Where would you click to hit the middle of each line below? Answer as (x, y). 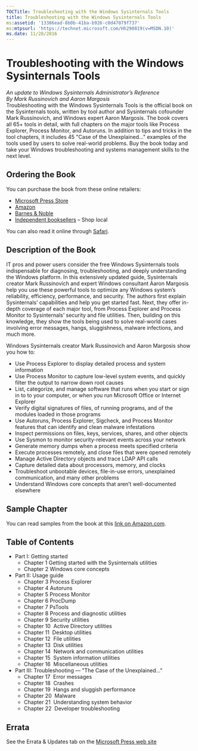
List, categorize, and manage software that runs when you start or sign (102, 389)
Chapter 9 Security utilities (56, 620)
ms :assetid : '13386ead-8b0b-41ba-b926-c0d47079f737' (73, 23)
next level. (19, 156)
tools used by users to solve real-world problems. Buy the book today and (97, 143)
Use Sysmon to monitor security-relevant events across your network (100, 440)
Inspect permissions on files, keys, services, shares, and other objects (101, 433)
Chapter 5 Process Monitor (57, 595)
